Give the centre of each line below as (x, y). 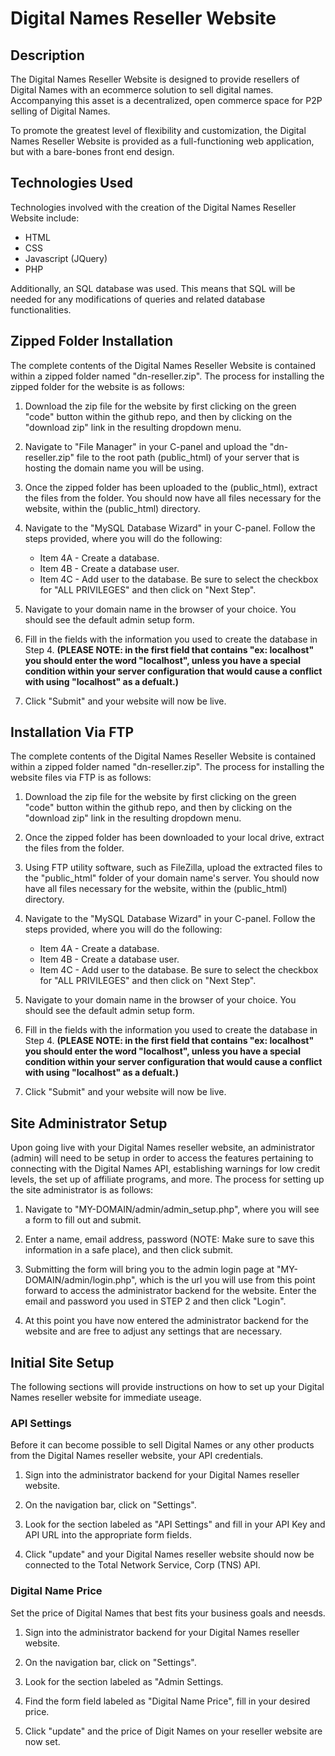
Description (47, 55)
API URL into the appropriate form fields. (108, 1535)
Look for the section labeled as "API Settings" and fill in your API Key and (175, 1524)
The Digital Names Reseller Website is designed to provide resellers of (155, 79)
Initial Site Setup (62, 1362)
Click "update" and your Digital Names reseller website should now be (169, 1554)
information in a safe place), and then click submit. (129, 1250)
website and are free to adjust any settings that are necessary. (153, 1331)
